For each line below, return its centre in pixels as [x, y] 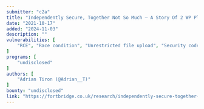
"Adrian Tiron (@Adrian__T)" [54, 79]
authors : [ [20, 74]
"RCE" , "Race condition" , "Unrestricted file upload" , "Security [102, 46]
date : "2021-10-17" [31, 23]
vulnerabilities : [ [31, 40]
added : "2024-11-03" [32, 29]
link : [13, 96]
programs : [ [21, 57]
